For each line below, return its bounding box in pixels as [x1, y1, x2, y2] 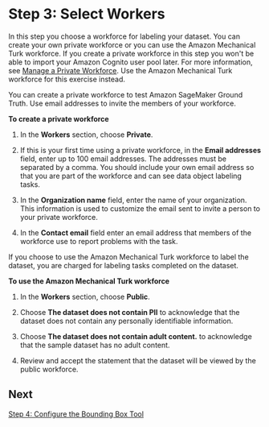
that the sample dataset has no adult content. [19, 340, 170, 350]
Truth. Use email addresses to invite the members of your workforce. [8, 98, 237, 108]
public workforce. [19, 364, 79, 374]
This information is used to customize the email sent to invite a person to [19, 203, 261, 213]
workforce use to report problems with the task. [19, 236, 178, 246]
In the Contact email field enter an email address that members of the [19, 227, 251, 238]
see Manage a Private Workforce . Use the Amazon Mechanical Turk [8, 65, 233, 75]
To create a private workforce [8, 114, 109, 123]
